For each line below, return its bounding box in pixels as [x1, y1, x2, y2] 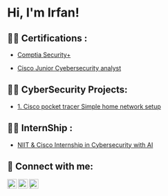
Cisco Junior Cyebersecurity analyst [17, 64, 122, 72]
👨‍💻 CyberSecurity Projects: [7, 84, 128, 96]
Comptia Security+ [17, 50, 71, 59]
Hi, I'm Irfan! [7, 5, 80, 21]
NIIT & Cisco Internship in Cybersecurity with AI [17, 140, 153, 149]
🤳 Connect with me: [7, 161, 93, 173]
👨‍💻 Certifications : [7, 32, 88, 44]
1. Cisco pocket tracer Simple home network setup [17, 102, 161, 110]
